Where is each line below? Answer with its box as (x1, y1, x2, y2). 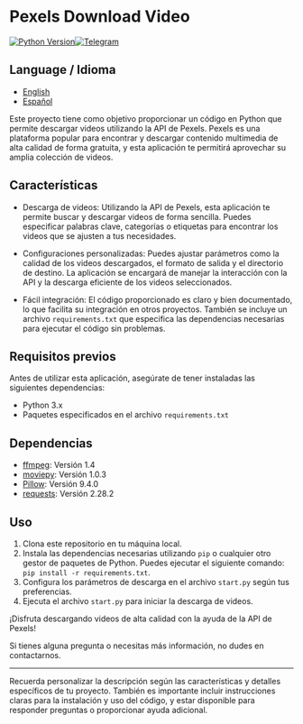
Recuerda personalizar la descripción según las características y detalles (9, 676, 281, 686)
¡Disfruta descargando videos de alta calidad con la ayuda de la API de (9, 613, 272, 624)
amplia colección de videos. (9, 151, 114, 162)
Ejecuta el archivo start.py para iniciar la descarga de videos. (22, 596, 254, 606)
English (22, 86, 50, 96)
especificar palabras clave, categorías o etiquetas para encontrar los (22, 221, 279, 232)
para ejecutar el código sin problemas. (22, 323, 166, 334)
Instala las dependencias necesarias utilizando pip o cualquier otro (22, 548, 271, 558)
